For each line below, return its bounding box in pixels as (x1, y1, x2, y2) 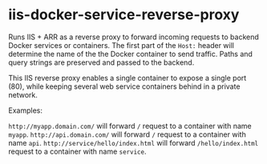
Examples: (8, 106, 42, 115)
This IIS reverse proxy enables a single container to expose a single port (8, 73, 247, 82)
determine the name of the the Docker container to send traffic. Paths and (8, 49, 253, 58)
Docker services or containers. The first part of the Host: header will (8, 40, 235, 50)
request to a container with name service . (8, 146, 147, 156)
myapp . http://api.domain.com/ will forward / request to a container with (8, 130, 246, 139)
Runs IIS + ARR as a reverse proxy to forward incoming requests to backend (8, 32, 259, 42)
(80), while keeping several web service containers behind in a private (8, 82, 241, 91)
